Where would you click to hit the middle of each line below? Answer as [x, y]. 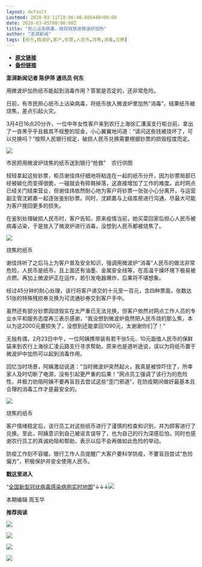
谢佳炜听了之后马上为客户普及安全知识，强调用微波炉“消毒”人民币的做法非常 [101, 263]
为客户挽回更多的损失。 [35, 206]
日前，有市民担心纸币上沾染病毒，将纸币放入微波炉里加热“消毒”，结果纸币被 [101, 103]
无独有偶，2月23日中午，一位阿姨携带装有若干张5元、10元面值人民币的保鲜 [100, 339]
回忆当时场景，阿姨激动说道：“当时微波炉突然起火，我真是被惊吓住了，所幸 [100, 366]
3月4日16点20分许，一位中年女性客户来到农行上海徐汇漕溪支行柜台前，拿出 [100, 124]
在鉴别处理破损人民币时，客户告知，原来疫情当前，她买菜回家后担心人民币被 [101, 218]
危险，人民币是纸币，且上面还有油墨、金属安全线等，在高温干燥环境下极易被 [101, 270]
